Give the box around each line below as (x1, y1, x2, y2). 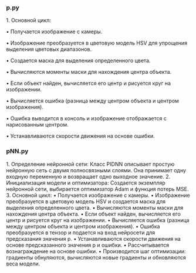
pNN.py (6, 147, 29, 155)
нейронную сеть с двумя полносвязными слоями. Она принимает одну (6, 166, 187, 173)
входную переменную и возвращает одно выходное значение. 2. (6, 173, 171, 180)
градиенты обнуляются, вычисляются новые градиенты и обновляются (6, 254, 186, 261)
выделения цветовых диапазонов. (6, 46, 92, 53)
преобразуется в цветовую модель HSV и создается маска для (6, 197, 166, 205)
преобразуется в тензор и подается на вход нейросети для (6, 229, 156, 236)
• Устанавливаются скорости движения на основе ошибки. (6, 132, 156, 139)
